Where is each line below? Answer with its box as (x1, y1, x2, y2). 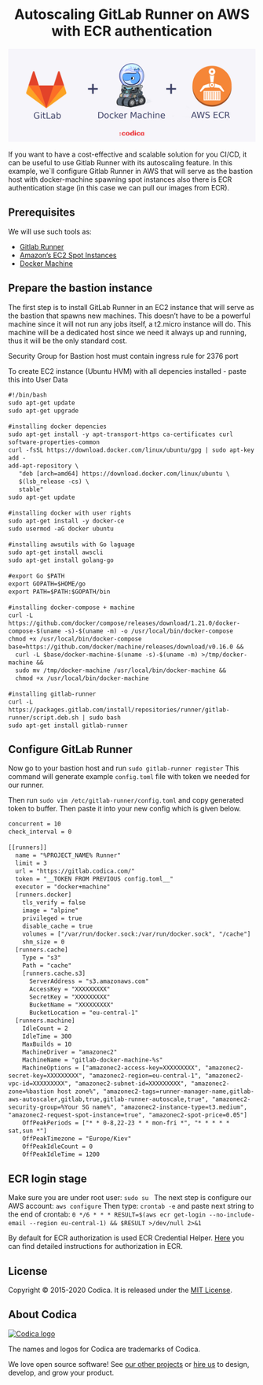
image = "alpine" (22, 907, 79, 914)
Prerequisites (8, 206, 75, 220)
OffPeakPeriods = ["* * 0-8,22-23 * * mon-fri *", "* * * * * (22, 1119, 230, 1127)
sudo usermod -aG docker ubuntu (8, 525, 114, 533)
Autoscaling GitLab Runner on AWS (14, 6, 250, 24)
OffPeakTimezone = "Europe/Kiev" (22, 1135, 132, 1143)
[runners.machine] (15, 1017, 76, 1025)
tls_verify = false (22, 899, 86, 907)
